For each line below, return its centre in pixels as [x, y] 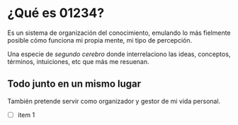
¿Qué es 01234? [56, 13]
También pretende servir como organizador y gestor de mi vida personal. [114, 101]
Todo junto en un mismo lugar [74, 84]
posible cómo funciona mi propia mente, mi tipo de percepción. [100, 40]
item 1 [26, 114]
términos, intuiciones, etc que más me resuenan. [79, 61]
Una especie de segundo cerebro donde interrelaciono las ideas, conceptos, [119, 54]
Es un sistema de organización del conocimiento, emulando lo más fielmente [119, 33]
